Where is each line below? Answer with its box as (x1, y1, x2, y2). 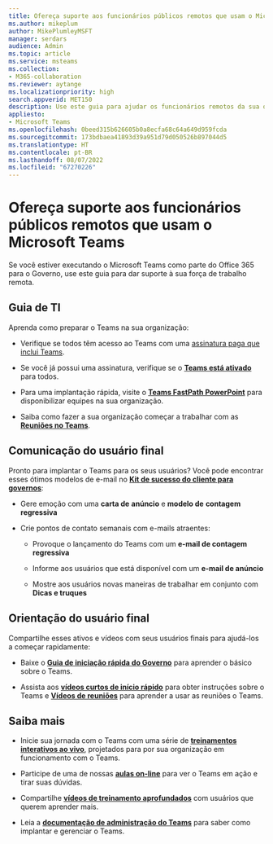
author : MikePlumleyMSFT (8, 27, 93, 35)
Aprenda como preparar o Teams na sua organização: (8, 323, 189, 332)
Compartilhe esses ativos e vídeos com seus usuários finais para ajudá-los (8, 633, 259, 643)
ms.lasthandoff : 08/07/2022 (8, 156, 104, 164)
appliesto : (8, 111, 45, 119)
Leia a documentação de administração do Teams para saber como (19, 818, 251, 828)
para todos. (19, 371, 59, 381)
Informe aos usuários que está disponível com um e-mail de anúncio (32, 563, 264, 573)
